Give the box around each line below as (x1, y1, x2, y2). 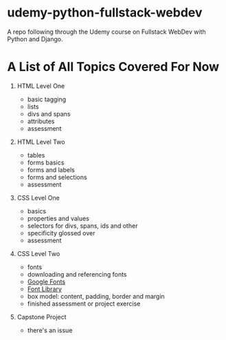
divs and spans (27, 109, 71, 118)
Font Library (27, 284, 62, 293)
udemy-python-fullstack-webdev (7, 5, 203, 21)
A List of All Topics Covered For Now (7, 59, 220, 75)
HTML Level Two (16, 138, 65, 146)
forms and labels (27, 165, 76, 173)
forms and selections (27, 173, 87, 181)
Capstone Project (16, 312, 67, 321)
